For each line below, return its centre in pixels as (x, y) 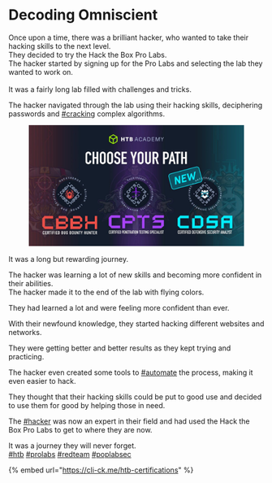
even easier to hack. (42, 381)
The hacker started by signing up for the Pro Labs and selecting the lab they (136, 63)
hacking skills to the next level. (60, 46)
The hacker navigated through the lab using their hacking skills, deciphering (136, 105)
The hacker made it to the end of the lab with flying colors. (106, 292)
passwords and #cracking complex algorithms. (87, 113)
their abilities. (31, 284)
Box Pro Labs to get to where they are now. (80, 430)
